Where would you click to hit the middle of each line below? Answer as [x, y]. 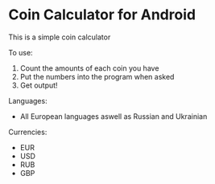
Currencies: [28, 132]
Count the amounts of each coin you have [89, 68]
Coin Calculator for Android [102, 15]
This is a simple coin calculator [60, 37]
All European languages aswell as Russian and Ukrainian [114, 116]
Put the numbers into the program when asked [97, 76]
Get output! [39, 85]
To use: [21, 52]
